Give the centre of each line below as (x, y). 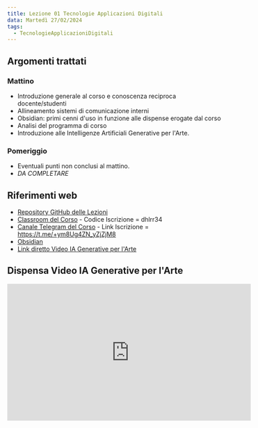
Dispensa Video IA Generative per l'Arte (95, 271)
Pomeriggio (27, 151)
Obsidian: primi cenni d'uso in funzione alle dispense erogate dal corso (119, 118)
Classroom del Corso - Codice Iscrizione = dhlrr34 (90, 220)
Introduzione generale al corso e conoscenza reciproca (97, 96)
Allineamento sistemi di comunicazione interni (83, 110)
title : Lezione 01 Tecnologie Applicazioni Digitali (85, 14)
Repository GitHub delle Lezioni (62, 212)
